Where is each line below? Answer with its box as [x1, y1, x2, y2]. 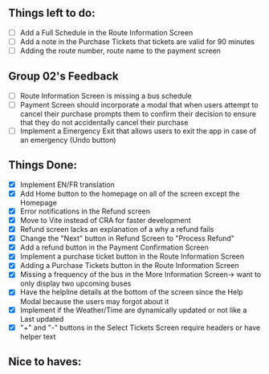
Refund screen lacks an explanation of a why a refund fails [19, 225, 214, 234]
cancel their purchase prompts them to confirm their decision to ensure [19, 108, 257, 119]
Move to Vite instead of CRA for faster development [19, 216, 191, 225]
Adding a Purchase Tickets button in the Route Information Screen [19, 261, 239, 270]
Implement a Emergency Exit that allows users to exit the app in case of [19, 126, 257, 136]
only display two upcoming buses [19, 278, 132, 288]
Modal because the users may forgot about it [19, 296, 169, 306]
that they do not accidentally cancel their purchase [19, 117, 189, 127]
